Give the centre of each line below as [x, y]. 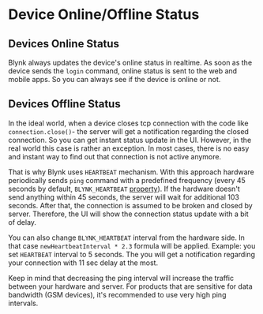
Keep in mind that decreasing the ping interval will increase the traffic [121, 278]
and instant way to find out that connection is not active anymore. [115, 156]
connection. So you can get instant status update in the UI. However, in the [130, 140]
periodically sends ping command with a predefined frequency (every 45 [127, 180]
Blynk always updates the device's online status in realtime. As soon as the [130, 62]
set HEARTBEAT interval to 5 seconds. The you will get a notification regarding [131, 254]
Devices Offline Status [64, 104]
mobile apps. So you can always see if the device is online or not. [115, 79]
